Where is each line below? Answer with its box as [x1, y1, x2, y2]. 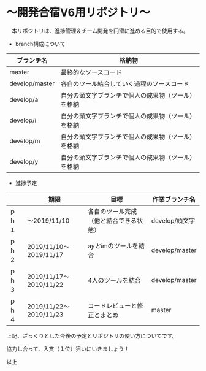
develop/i [9, 116, 37, 124]
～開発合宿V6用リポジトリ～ [6, 6, 150, 20]
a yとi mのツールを [88, 242, 139, 250]
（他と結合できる [88, 216, 137, 224]
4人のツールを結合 [88, 276, 141, 285]
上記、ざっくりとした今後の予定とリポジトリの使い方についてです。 [6, 332, 178, 339]
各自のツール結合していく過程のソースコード [60, 79, 189, 88]
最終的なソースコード [60, 68, 122, 77]
